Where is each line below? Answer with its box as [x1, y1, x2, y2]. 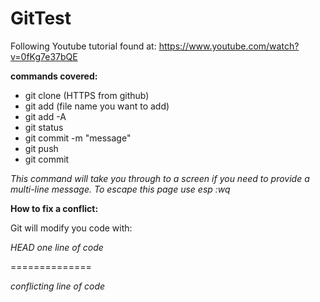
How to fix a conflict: [10, 202, 99, 214]
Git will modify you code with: [10, 222, 133, 234]
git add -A [24, 110, 67, 122]
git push [24, 142, 59, 154]
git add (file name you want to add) [24, 100, 170, 112]
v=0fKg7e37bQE [10, 50, 78, 62]
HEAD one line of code [10, 241, 104, 253]
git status [24, 121, 64, 133]
